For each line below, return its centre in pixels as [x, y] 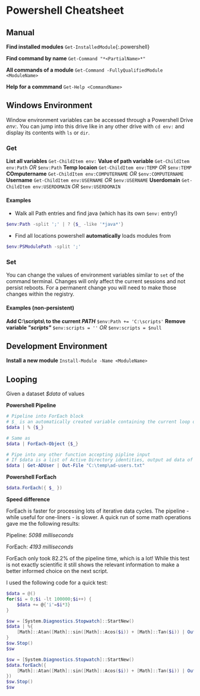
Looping [22, 379]
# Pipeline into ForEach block [45, 416]
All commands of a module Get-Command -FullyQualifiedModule [85, 70]
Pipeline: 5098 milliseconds [40, 535]
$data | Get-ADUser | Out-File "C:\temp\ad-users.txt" [76, 466]
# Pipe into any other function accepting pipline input [78, 455]
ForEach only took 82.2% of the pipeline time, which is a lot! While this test [98, 559]
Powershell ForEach [31, 477]
